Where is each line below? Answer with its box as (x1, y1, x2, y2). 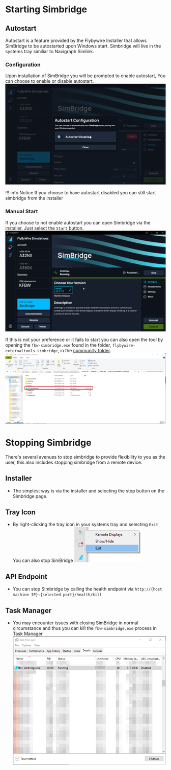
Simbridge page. (12, 493, 48, 499)
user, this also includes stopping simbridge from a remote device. (5, 459, 142, 465)
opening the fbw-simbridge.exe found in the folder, (5, 342, 111, 348)
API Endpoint (5, 572, 47, 581)
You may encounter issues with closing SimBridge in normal (12, 620, 138, 626)
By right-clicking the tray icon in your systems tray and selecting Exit (12, 522, 159, 528)
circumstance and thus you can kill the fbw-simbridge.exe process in (12, 625, 157, 631)
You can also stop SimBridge (12, 557, 73, 563)
